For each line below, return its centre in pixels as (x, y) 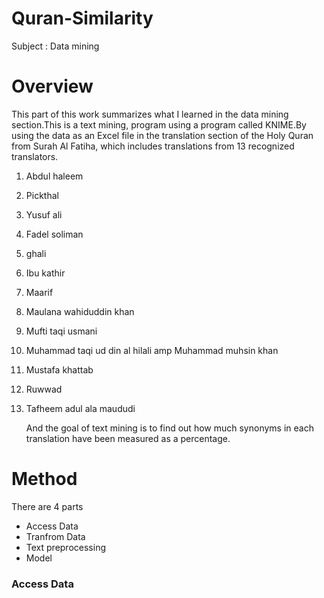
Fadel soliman (54, 234)
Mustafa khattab (59, 369)
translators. (35, 156)
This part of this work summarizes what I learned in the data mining (150, 114)
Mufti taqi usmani (61, 331)
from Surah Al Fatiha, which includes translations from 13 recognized (153, 146)
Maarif (39, 292)
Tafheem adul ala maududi (80, 408)
